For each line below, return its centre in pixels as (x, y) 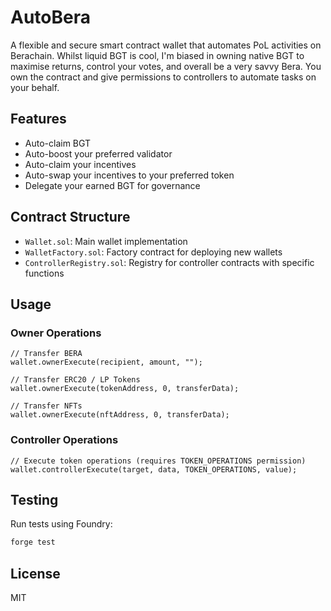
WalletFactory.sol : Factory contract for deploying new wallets (153, 252)
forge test (33, 542)
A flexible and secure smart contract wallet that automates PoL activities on (166, 45)
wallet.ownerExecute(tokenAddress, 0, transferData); (125, 389)
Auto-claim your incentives (80, 164)
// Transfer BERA (46, 354)
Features (38, 119)
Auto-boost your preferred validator (98, 153)
